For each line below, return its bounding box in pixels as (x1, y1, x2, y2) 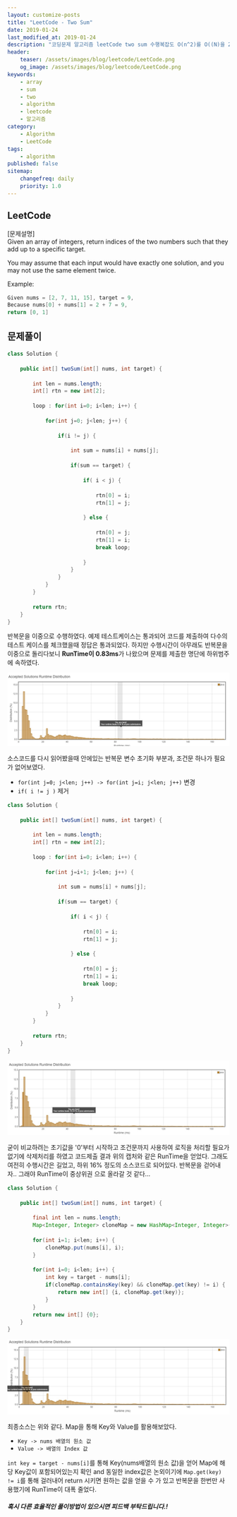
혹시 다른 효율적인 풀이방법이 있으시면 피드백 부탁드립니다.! (7, 1502, 168, 1511)
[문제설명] (7, 229, 35, 238)
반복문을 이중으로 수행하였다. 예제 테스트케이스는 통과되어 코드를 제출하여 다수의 (7, 632, 228, 640)
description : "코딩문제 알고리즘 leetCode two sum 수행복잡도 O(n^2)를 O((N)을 (7, 41, 226, 49)
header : (7, 49, 30, 56)
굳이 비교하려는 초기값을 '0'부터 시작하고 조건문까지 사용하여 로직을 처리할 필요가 (7, 1143, 230, 1151)
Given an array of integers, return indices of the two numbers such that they (7, 237, 229, 246)
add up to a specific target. (7, 244, 86, 253)
